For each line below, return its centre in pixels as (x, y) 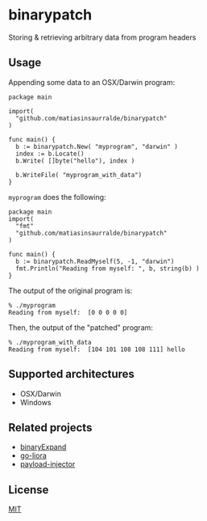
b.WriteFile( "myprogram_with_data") (79, 175)
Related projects (50, 428)
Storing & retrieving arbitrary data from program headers (102, 37)
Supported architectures (72, 374)
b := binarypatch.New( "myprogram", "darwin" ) (97, 146)
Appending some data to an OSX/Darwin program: (92, 82)
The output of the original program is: (70, 290)
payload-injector (48, 464)
